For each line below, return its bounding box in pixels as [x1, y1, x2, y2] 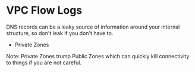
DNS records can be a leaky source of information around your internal [6, 23, 180, 30]
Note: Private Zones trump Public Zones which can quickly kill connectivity [6, 52, 190, 60]
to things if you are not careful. [6, 59, 82, 66]
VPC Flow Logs [6, 4, 83, 17]
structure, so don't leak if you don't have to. [6, 29, 114, 36]
